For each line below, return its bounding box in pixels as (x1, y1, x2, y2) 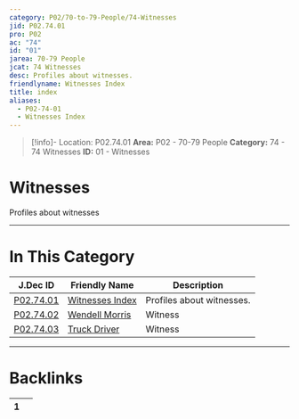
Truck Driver (68, 323, 120, 335)
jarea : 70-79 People (9, 54, 86, 63)
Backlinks (9, 368, 84, 389)
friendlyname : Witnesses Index (9, 79, 125, 88)
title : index (9, 87, 58, 96)
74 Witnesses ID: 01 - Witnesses (30, 146, 150, 157)
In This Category (9, 247, 135, 267)
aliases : (9, 95, 42, 105)
